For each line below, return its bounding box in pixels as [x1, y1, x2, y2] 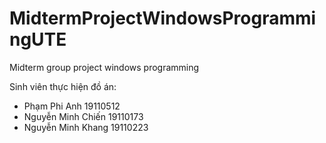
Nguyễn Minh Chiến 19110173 [23, 110, 144, 122]
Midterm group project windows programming [9, 61, 200, 73]
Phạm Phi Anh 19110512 [23, 100, 121, 112]
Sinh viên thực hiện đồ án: [9, 80, 117, 92]
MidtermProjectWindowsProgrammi [9, 7, 317, 30]
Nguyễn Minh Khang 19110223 [23, 121, 149, 133]
